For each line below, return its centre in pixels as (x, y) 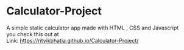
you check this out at (33, 34)
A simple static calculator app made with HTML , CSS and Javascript (93, 28)
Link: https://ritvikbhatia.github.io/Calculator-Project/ (73, 40)
